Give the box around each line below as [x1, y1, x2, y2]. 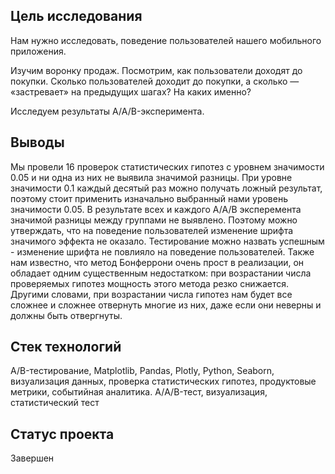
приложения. [10, 45, 67, 57]
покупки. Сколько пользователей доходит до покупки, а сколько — [10, 75, 300, 87]
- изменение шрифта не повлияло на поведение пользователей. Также [10, 245, 315, 258]
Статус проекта [10, 425, 115, 443]
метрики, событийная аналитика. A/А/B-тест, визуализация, [10, 386, 268, 398]
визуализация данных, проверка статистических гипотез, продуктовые [10, 375, 317, 388]
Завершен [10, 452, 55, 464]
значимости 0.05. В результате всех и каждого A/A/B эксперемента [10, 203, 302, 215]
